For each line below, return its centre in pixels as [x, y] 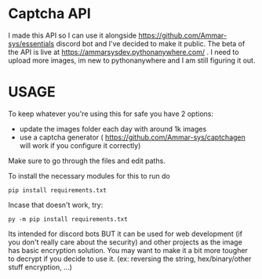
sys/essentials [31, 43]
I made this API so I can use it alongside [73, 35]
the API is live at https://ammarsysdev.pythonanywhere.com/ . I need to [124, 52]
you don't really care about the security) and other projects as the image [126, 242]
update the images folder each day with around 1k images [113, 129]
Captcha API [50, 14]
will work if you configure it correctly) [80, 145]
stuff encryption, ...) [40, 266]
